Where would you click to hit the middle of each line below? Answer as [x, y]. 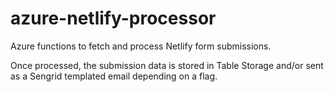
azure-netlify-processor [113, 18]
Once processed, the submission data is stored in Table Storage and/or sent [167, 65]
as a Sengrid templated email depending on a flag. [114, 76]
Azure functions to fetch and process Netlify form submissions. [141, 46]
